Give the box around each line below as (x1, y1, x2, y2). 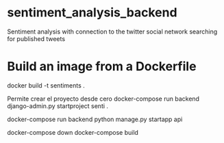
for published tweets (7, 34, 66, 42)
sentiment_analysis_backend (7, 5, 177, 21)
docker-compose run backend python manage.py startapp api (7, 115, 183, 123)
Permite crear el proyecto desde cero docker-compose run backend (7, 94, 200, 103)
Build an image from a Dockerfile (7, 59, 197, 75)
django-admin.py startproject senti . (7, 101, 108, 110)
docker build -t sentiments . (7, 81, 86, 90)
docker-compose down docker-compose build (7, 128, 139, 136)
